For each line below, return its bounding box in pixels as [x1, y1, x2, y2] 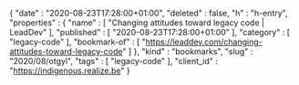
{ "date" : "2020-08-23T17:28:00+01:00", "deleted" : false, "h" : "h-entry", [9, 8, 288, 18]
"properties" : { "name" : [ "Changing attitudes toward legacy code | [9, 17, 264, 28]
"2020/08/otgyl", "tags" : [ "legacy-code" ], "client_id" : [9, 56, 219, 66]
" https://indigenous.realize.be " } [9, 65, 130, 76]
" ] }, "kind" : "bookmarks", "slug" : [122, 46, 253, 57]
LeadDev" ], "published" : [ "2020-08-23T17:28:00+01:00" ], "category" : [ [9, 27, 290, 37]
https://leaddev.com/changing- [145, 36, 263, 47]
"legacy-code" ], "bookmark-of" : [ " [9, 36, 146, 47]
